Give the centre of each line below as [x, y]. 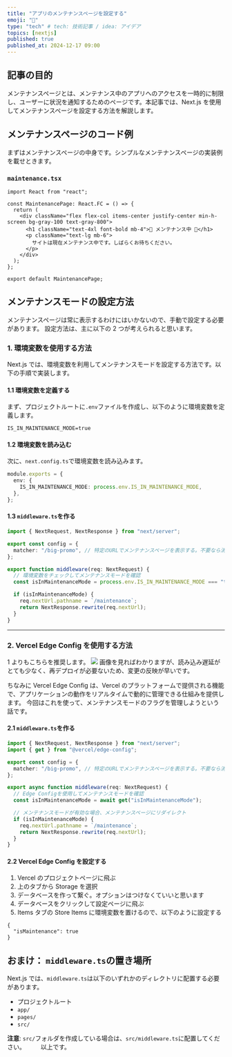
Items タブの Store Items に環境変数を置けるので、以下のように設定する [119, 913]
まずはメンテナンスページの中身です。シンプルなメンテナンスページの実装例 [115, 152]
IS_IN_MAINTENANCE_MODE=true [49, 429]
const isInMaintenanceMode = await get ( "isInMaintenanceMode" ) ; [108, 801]
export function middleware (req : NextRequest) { [78, 569]
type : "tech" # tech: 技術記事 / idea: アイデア [74, 26]
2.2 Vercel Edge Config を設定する [57, 861]
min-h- [208, 216]
